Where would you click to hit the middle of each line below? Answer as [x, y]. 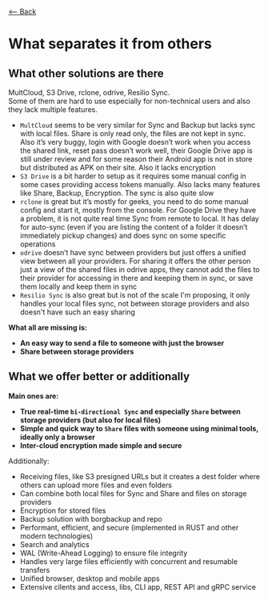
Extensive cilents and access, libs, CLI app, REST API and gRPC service [138, 586]
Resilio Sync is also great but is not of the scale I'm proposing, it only [135, 295]
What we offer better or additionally [99, 376]
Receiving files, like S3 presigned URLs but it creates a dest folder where [140, 476]
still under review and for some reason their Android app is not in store [136, 159]
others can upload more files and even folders [96, 485]
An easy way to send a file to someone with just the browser [122, 343]
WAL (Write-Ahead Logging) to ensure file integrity [104, 553]
